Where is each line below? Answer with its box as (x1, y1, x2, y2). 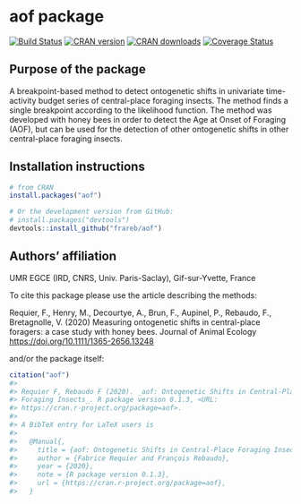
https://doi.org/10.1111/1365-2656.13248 (9, 336, 155, 346)
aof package (9, 6, 105, 27)
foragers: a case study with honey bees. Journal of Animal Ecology (9, 326, 257, 337)
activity (9, 95, 37, 106)
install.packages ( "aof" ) (9, 191, 102, 201)
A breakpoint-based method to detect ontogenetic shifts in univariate (9, 85, 264, 96)
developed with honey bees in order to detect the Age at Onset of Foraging (9, 114, 287, 124)
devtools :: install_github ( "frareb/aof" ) (9, 224, 163, 234)
